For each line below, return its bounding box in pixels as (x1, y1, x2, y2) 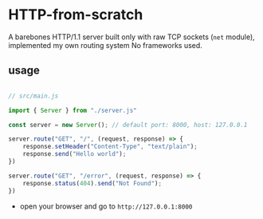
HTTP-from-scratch (8, 6, 143, 24)
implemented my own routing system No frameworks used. (8, 40, 203, 50)
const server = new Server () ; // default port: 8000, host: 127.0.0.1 (8, 121, 248, 129)
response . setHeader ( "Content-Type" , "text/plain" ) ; (22, 142, 198, 151)
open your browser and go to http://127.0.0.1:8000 (19, 201, 193, 211)
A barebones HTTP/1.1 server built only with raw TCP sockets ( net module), (8, 32, 255, 42)
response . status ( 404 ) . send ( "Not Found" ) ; (22, 179, 162, 187)
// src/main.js (8, 92, 59, 100)
